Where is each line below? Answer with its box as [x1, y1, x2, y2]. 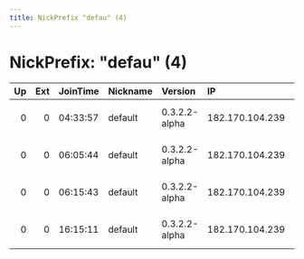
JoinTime [58, 85, 100, 97]
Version [161, 85, 196, 97]
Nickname [108, 85, 153, 97]
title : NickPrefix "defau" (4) [9, 13, 128, 23]
